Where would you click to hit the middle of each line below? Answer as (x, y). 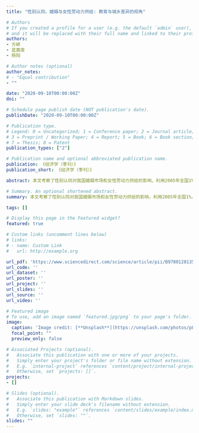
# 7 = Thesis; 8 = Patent (38, 143)
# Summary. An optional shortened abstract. (62, 191)
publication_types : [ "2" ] (38, 148)
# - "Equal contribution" (38, 77)
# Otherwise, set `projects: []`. (51, 372)
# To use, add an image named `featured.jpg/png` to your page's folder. (99, 317)
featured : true (25, 224)
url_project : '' (26, 284)
